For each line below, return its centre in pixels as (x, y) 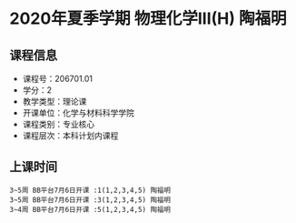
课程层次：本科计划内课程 (70, 136)
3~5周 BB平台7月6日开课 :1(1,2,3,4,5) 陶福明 (90, 190)
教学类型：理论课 (54, 101)
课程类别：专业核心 (59, 124)
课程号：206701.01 (58, 79)
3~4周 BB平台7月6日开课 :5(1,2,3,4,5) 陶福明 (90, 209)
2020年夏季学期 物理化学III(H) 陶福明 (148, 19)
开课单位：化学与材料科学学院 (78, 113)
